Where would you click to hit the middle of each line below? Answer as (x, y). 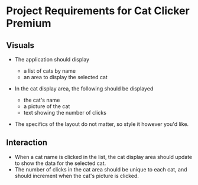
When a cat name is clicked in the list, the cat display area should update (103, 157)
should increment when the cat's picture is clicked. (77, 176)
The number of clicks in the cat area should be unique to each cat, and (101, 169)
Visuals (20, 45)
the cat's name (42, 100)
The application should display (52, 59)
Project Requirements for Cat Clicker (98, 11)
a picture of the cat (47, 106)
